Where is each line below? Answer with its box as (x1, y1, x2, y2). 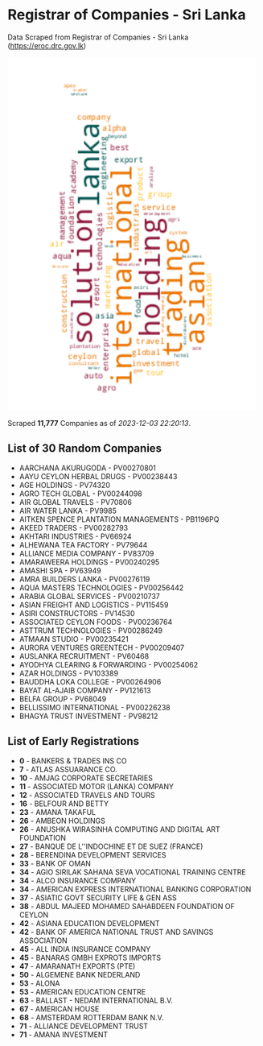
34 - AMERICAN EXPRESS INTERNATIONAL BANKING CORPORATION (18, 884, 252, 894)
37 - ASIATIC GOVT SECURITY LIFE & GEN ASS (18, 892, 178, 903)
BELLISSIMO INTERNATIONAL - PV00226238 (18, 702, 171, 712)
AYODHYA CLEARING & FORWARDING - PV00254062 (18, 659, 199, 669)
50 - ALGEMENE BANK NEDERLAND (18, 970, 141, 979)
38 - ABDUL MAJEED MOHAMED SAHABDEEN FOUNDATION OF (18, 901, 235, 911)
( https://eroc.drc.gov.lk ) (7, 40, 87, 50)
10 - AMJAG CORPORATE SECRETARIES (18, 773, 154, 783)
